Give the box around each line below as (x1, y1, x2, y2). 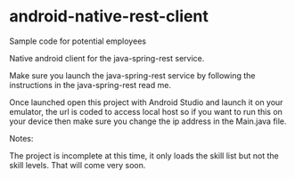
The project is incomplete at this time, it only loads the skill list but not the (9, 150, 279, 161)
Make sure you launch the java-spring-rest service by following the (9, 69, 256, 81)
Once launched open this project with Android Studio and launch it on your (9, 96, 283, 108)
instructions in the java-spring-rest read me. (9, 79, 172, 90)
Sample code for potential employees (9, 36, 147, 46)
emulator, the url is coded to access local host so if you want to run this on (9, 106, 283, 117)
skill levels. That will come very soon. (9, 159, 146, 170)
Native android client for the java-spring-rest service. (9, 53, 205, 63)
